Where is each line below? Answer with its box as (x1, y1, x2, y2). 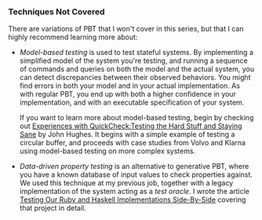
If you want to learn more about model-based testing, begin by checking (19, 113, 254, 123)
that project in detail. (19, 203, 86, 213)
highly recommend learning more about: (8, 32, 138, 42)
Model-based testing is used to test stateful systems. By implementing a (19, 48, 253, 57)
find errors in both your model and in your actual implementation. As (19, 81, 241, 90)
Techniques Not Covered (8, 6, 105, 17)
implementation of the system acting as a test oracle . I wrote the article (19, 187, 249, 196)
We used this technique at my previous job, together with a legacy (19, 178, 234, 188)
